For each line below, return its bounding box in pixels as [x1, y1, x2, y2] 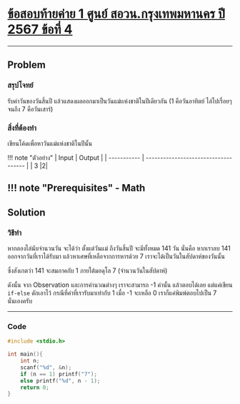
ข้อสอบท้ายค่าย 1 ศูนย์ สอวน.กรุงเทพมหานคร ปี [7, 6, 226, 22]
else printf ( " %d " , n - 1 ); [20, 377, 101, 384]
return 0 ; [20, 384, 50, 391]
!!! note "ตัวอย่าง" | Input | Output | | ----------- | [7, 153, 144, 162]
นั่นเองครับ [7, 297, 33, 305]
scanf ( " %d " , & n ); [20, 363, 72, 371]
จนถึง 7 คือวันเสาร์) [7, 104, 54, 113]
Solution [7, 206, 46, 218]
